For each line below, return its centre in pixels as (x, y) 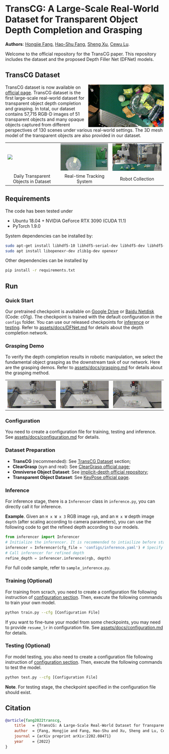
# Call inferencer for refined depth (45, 553)
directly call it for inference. (34, 506)
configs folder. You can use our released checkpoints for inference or (77, 322)
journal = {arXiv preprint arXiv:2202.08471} (63, 736)
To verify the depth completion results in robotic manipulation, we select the (84, 357)
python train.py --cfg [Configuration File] (53, 612)
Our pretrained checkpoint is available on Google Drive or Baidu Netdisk (80, 311)
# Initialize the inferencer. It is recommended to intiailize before (81, 542)
